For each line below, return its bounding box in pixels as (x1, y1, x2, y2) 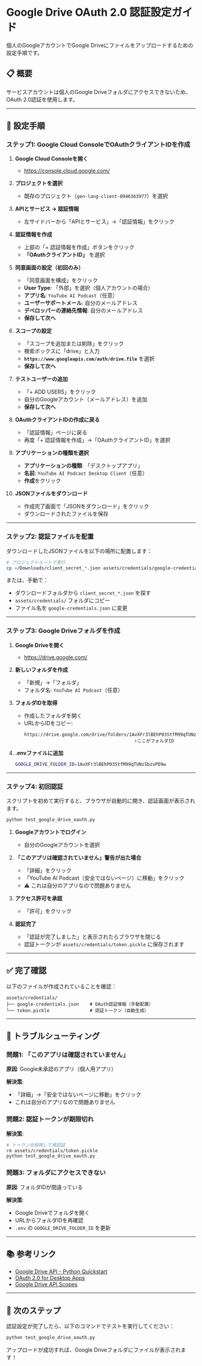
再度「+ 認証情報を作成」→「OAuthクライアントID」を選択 (23, 436, 171, 443)
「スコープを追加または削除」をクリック (23, 340, 124, 347)
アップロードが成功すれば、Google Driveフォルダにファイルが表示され (6, 1346, 181, 1353)
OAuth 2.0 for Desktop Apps (14, 1274, 85, 1282)
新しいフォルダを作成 (14, 666, 68, 673)
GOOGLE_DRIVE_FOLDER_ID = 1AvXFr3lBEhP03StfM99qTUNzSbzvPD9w (14, 761, 167, 767)
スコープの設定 (14, 327, 52, 334)
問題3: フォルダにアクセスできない (6, 1168, 106, 1177)
